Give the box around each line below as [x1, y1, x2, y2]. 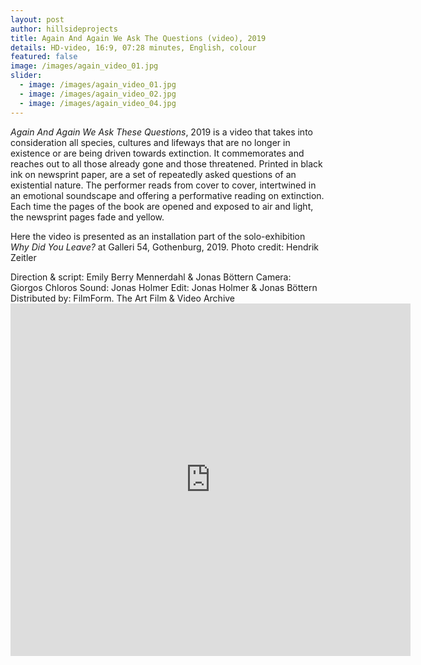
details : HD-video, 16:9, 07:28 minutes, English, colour [10, 42, 257, 53]
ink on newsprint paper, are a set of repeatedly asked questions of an [10, 168, 297, 180]
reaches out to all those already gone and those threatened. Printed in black [10, 157, 323, 170]
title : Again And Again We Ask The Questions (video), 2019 [10, 33, 267, 43]
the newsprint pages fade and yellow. [10, 211, 165, 223]
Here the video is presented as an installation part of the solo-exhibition [10, 230, 306, 242]
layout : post [10, 14, 65, 25]
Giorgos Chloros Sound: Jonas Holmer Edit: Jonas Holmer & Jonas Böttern [10, 281, 318, 293]
